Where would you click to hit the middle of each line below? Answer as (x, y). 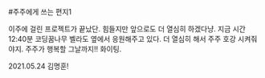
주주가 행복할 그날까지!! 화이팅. (73, 49)
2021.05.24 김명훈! (39, 66)
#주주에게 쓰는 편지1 (40, 12)
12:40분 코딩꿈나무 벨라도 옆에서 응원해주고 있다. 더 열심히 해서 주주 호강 (122, 39)
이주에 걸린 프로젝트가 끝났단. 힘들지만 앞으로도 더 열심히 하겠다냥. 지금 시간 (127, 29)
